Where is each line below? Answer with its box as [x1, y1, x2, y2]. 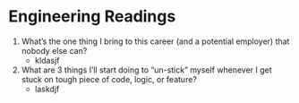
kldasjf [34, 55, 60, 65]
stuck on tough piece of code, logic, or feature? [21, 73, 198, 84]
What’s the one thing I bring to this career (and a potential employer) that [21, 36, 290, 47]
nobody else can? [21, 45, 88, 56]
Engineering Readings [8, 6, 176, 27]
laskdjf [34, 83, 60, 94]
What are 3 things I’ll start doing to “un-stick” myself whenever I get [21, 64, 272, 75]
